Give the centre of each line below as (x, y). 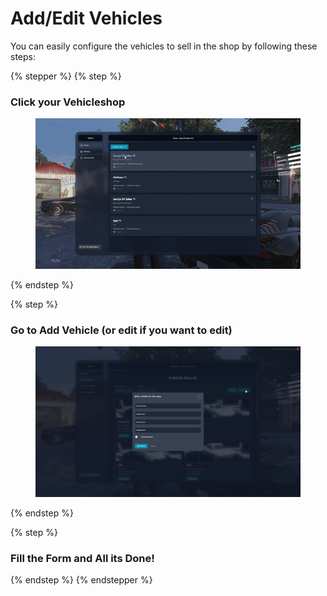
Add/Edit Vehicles (86, 18)
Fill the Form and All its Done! (82, 558)
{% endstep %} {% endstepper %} (81, 579)
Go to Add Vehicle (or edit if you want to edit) (121, 330)
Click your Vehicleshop (68, 102)
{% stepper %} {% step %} (66, 76)
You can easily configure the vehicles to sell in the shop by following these (164, 46)
